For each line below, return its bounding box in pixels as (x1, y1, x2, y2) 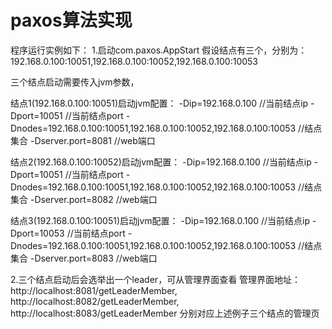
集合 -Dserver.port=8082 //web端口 (10, 193, 158, 205)
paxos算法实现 (10, 9, 133, 32)
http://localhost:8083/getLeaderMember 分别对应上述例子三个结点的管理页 (10, 307, 320, 319)
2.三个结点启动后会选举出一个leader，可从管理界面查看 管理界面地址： (10, 273, 302, 285)
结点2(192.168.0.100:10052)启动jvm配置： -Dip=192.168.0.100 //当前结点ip (10, 156, 312, 168)
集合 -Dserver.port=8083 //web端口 (10, 252, 158, 264)
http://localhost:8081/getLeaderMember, (10, 284, 178, 296)
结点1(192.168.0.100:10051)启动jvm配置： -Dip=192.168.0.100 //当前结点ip (10, 97, 309, 109)
